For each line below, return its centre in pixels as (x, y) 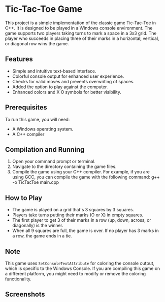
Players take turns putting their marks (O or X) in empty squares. (78, 215)
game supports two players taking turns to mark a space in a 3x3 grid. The (81, 33)
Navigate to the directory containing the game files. (64, 167)
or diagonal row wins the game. (37, 43)
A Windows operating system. (43, 129)
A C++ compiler (28, 134)
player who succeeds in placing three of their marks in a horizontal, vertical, (82, 38)
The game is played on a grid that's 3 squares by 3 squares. (73, 210)
